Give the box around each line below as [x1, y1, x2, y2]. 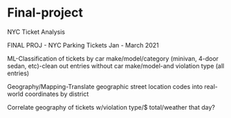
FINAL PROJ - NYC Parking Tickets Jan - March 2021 [7, 41, 159, 49]
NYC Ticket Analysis [7, 28, 66, 36]
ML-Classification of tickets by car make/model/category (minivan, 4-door [7, 54, 219, 63]
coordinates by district [24, 90, 89, 98]
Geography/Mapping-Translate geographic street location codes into [7, 82, 203, 90]
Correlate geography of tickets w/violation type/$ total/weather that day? [7, 103, 216, 111]
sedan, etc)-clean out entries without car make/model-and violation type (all [7, 61, 225, 70]
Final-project [7, 5, 83, 21]
